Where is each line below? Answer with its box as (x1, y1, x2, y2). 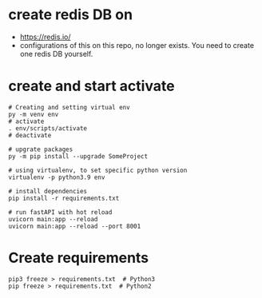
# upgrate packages (8, 145, 73, 153)
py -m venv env (8, 110, 59, 118)
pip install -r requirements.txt (8, 194, 120, 202)
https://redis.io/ (19, 32, 71, 42)
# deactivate (8, 131, 52, 139)
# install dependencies (8, 187, 88, 195)
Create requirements (8, 249, 149, 267)
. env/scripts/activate (8, 124, 88, 133)
